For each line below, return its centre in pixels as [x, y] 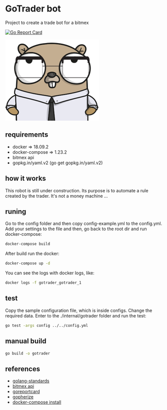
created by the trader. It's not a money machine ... [57, 196]
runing [16, 212]
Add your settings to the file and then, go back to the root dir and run [76, 229]
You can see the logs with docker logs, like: [50, 273]
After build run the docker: [32, 254]
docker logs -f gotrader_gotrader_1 [43, 283]
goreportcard [26, 391]
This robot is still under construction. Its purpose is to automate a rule [77, 190]
